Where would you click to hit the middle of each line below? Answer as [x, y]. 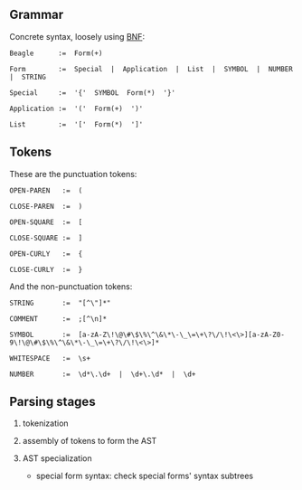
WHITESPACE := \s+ [50, 358]
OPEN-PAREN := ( [46, 190]
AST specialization [57, 458]
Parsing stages [53, 402]
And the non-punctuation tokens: [71, 286]
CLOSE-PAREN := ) [46, 206]
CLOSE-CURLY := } [46, 269]
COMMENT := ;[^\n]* [58, 319]
